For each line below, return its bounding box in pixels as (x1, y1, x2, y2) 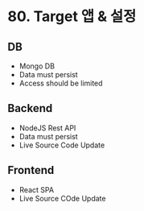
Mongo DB (19, 61, 56, 71)
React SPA (19, 184, 54, 194)
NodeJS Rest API (19, 122, 76, 133)
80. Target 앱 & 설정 (7, 7, 137, 26)
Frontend (7, 163, 55, 177)
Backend (7, 101, 53, 115)
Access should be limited (19, 78, 103, 88)
